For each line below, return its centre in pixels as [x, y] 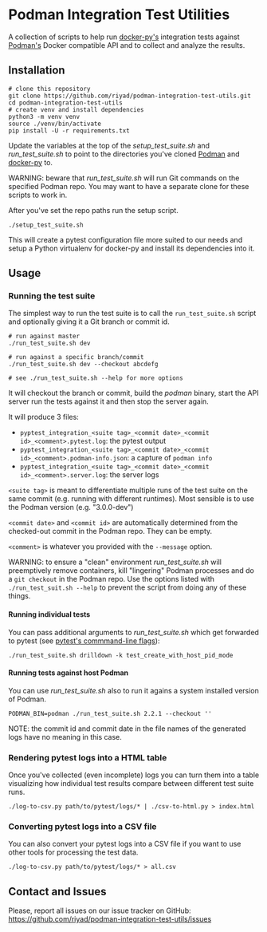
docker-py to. [31, 162]
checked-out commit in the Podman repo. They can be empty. [110, 531]
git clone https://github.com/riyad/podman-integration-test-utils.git [130, 96]
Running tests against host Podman [69, 673]
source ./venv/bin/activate [55, 124]
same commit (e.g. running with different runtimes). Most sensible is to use [132, 499]
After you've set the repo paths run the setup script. [94, 210]
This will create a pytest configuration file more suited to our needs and [126, 239]
